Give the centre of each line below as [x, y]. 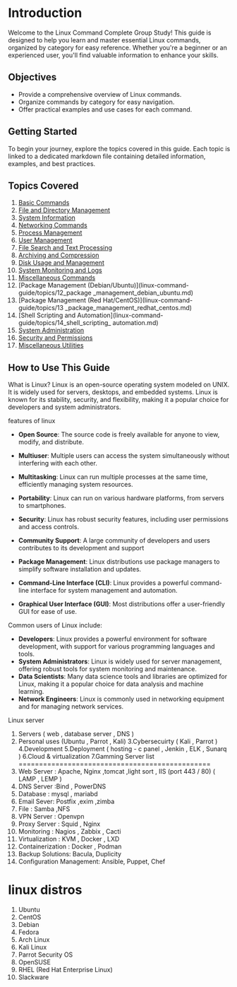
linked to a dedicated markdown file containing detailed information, [107, 156]
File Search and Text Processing [65, 248]
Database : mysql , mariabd [58, 794]
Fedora [29, 932]
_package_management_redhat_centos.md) [129, 308]
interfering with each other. [57, 463]
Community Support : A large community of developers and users [114, 540]
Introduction [45, 13]
